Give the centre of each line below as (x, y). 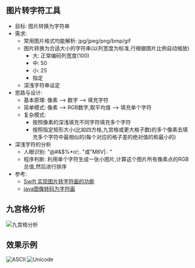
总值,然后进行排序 (45, 166)
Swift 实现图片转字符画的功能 (59, 181)
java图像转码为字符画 (49, 189)
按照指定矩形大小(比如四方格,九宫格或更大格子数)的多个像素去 (108, 130)
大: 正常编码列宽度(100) (61, 56)
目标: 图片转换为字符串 (42, 26)
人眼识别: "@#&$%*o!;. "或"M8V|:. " (68, 151)
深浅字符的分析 (33, 144)
